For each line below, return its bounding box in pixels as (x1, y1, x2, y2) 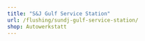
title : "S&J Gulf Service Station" (7, 10, 111, 17)
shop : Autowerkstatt (7, 23, 68, 30)
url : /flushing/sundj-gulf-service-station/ (7, 17, 139, 24)
